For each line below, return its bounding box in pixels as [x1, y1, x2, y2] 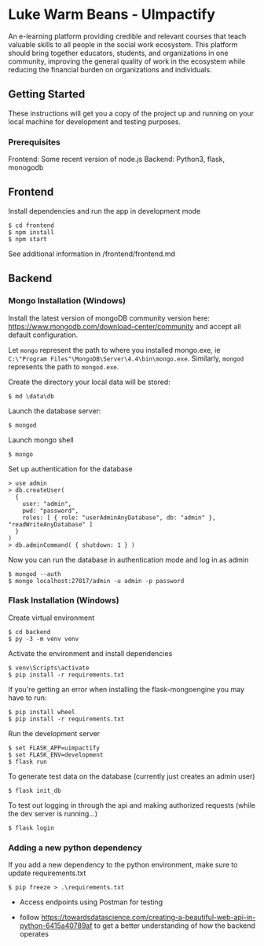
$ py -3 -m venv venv [8, 635, 79, 643]
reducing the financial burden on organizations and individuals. [8, 64, 212, 74]
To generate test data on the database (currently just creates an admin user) [8, 772, 255, 781]
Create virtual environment [8, 613, 95, 622]
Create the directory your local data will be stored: [8, 377, 170, 387]
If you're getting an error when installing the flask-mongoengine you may [8, 684, 245, 694]
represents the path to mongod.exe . [8, 361, 119, 371]
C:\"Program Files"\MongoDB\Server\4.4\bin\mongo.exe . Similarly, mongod [8, 354, 244, 363]
